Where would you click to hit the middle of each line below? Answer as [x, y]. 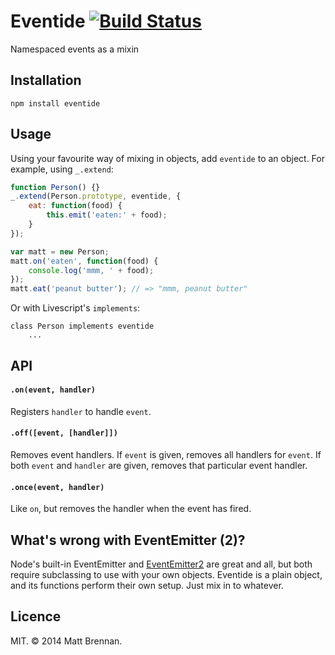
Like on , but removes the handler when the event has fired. [131, 509]
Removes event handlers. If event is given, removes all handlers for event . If [166, 454]
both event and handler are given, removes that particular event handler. [159, 465]
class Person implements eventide [82, 326]
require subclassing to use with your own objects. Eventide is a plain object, [166, 574]
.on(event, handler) [53, 390]
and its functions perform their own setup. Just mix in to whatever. [147, 585]
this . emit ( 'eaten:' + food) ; [107, 215]
